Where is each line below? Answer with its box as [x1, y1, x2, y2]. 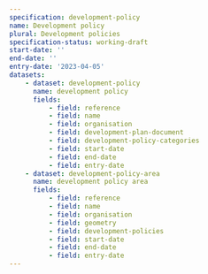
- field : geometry [48, 218, 117, 227]
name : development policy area [32, 178, 149, 186]
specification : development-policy [9, 12, 141, 22]
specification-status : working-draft [9, 37, 149, 47]
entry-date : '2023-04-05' [9, 63, 104, 72]
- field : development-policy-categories [48, 136, 200, 145]
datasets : [9, 71, 46, 80]
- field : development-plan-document [48, 128, 184, 137]
